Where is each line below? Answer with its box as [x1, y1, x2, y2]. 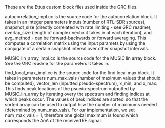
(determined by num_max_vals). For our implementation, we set [5, 107, 135, 113]
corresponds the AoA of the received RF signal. [5, 118, 102, 123]
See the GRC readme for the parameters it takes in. [5, 61, 110, 66]
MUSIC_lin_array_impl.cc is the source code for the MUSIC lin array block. [5, 55, 157, 61]
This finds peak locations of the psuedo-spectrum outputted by [5, 86, 135, 91]
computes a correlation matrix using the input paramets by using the [5, 40, 145, 46]
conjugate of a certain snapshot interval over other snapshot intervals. [5, 46, 149, 51]
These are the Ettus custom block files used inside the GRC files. [5, 4, 138, 10]
